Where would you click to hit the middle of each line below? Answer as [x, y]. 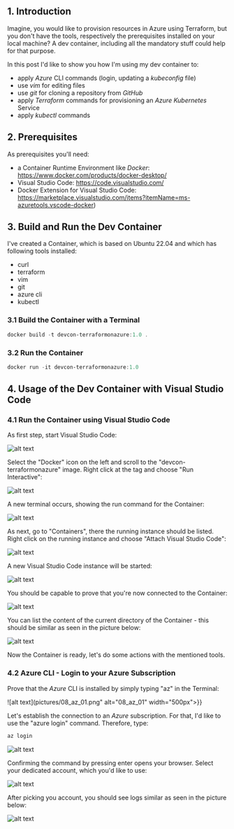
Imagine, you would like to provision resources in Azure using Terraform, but [117, 28]
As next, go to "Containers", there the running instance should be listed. [111, 531]
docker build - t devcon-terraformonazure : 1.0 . [78, 335]
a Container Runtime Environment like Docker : [83, 167]
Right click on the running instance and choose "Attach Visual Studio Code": [117, 539]
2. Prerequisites [43, 137]
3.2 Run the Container [45, 352]
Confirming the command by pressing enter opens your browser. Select [110, 762]
